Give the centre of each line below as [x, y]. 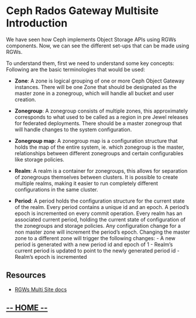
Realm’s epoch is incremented [51, 257]
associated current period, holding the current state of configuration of [100, 219]
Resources [26, 276]
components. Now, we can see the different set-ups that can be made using [98, 46]
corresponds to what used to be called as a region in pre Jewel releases [101, 117]
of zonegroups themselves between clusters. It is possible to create [96, 177]
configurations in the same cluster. [56, 189]
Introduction [37, 23]
